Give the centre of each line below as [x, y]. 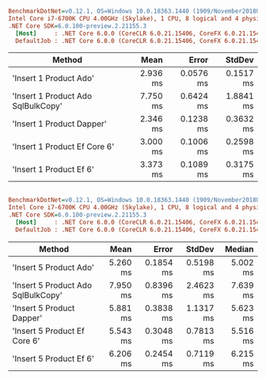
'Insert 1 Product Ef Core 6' [63, 147]
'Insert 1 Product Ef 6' [53, 170]
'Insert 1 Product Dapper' [59, 124]
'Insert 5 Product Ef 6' [53, 358]
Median [239, 249]
